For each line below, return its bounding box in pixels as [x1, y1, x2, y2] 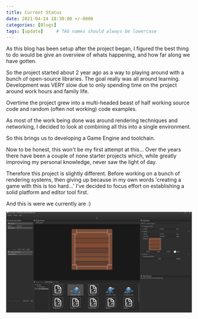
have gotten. [6, 58, 37, 65]
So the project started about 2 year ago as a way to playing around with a [6, 69, 184, 76]
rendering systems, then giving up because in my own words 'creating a [6, 176, 181, 183]
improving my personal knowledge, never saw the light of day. [6, 159, 157, 166]
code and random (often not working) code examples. [6, 106, 137, 113]
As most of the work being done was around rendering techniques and [6, 117, 178, 124]
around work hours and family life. [6, 88, 90, 95]
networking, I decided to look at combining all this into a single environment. [6, 123, 192, 130]
